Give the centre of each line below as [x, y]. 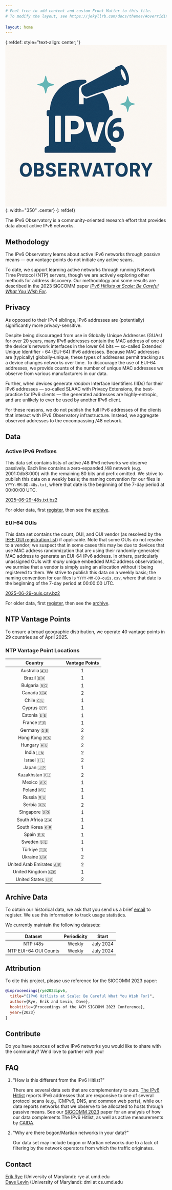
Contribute [23, 1034]
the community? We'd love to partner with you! [55, 1051]
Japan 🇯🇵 [35, 767]
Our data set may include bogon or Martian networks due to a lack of [85, 1143]
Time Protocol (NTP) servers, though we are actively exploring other [77, 275]
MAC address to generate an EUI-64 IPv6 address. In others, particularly [82, 556]
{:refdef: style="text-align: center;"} [43, 42]
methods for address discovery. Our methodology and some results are [81, 281]
